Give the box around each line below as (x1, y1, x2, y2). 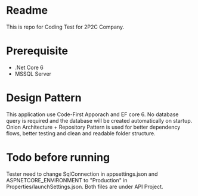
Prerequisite (6, 44, 69, 58)
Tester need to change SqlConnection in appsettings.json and (6, 170, 158, 178)
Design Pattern (6, 91, 82, 105)
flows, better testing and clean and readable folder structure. (6, 129, 156, 137)
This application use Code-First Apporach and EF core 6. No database (6, 111, 179, 118)
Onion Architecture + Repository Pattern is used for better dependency (6, 123, 181, 130)
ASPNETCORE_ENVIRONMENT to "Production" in (6, 176, 128, 183)
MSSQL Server (14, 70, 52, 77)
